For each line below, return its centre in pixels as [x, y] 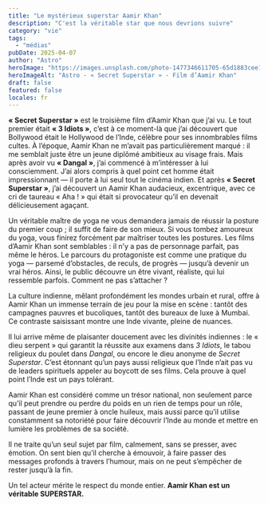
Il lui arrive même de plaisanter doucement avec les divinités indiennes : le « [134, 337]
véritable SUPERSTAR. [46, 494]
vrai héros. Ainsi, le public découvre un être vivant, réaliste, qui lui [116, 272]
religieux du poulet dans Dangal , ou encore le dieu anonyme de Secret [124, 354]
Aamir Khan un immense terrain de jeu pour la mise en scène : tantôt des [128, 304]
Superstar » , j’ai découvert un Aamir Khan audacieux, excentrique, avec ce [132, 188]
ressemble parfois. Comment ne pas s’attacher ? [88, 280]
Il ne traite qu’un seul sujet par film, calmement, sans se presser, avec [123, 444]
